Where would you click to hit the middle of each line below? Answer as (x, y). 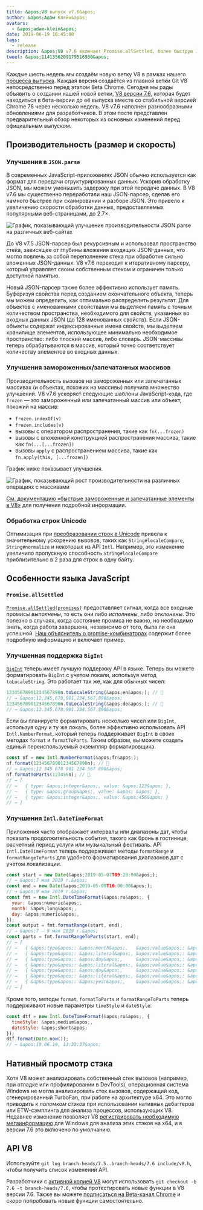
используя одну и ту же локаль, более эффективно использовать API (96, 727)
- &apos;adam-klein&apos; (44, 29)
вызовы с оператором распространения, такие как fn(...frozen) (100, 431)
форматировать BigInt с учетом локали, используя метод (82, 675)
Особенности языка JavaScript (68, 579)
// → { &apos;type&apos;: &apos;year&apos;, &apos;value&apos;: (96, 982)
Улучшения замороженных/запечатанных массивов (89, 368)
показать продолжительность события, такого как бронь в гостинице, (97, 838)
